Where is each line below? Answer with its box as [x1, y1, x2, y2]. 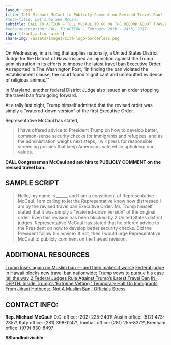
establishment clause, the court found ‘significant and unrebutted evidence [5, 71, 163, 77]
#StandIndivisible [5, 335, 44, 341]
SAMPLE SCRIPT [5, 179, 60, 188]
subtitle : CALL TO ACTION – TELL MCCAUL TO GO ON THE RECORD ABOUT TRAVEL [5, 21, 167, 27]
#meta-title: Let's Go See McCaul [5, 17, 79, 22]
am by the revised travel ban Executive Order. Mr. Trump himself [17, 203, 153, 209]
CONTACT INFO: [5, 300, 59, 309]
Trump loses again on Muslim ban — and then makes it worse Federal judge [5, 264, 164, 270]
